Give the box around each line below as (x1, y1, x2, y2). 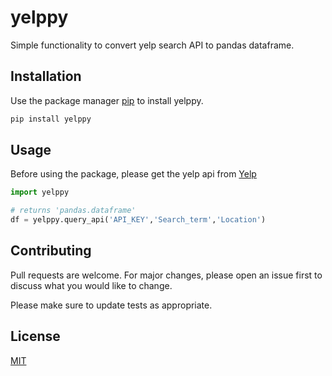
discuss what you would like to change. (10, 279, 173, 291)
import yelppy (10, 187, 70, 198)
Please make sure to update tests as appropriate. (10, 299, 213, 311)
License (10, 328, 61, 345)
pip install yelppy (10, 114, 92, 124)
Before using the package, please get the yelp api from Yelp (10, 168, 257, 180)
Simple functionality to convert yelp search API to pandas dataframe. (10, 39, 295, 51)
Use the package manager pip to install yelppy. (10, 94, 204, 106)
